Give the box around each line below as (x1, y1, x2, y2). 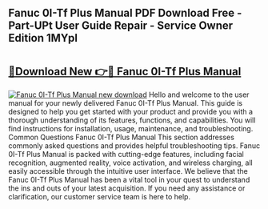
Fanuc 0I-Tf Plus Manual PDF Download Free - (8, 6, 242, 20)
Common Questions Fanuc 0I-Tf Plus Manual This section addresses (8, 132, 234, 142)
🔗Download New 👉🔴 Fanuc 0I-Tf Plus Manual (8, 64, 242, 78)
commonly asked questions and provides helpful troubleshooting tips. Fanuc (8, 141, 261, 151)
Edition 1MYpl (8, 31, 78, 45)
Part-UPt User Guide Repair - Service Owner (8, 19, 234, 33)
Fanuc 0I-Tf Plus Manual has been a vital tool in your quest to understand (8, 175, 250, 184)
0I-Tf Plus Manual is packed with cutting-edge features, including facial (8, 150, 244, 159)
